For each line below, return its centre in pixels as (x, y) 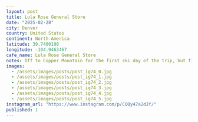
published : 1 (22, 110)
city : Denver (22, 28)
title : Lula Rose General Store (46, 17)
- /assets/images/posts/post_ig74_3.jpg (62, 88)
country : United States (35, 33)
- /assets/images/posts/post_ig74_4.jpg (62, 93)
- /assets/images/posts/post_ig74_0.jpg (62, 72)
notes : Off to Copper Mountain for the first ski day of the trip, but (96, 60)
